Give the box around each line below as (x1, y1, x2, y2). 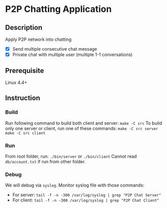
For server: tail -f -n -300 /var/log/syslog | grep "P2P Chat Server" (12, 192, 162, 198)
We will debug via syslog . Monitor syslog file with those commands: (5, 182, 145, 188)
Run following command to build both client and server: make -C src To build (5, 120, 163, 126)
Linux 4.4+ (5, 79, 27, 85)
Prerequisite (5, 66, 44, 75)
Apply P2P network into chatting (5, 36, 72, 42)
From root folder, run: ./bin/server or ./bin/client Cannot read (5, 153, 137, 159)
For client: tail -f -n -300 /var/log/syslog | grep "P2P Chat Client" (12, 197, 160, 203)
